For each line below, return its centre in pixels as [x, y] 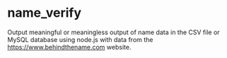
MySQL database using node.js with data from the [80, 39]
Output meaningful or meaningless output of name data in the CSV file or [114, 32]
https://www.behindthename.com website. [69, 47]
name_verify [45, 13]
